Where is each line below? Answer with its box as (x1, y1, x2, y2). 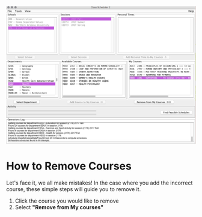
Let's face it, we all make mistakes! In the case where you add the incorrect (6, 179, 193, 186)
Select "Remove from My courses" (14, 203, 104, 210)
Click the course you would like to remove (14, 197, 119, 204)
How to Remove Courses (6, 159, 132, 173)
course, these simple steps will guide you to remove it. (6, 185, 141, 192)
